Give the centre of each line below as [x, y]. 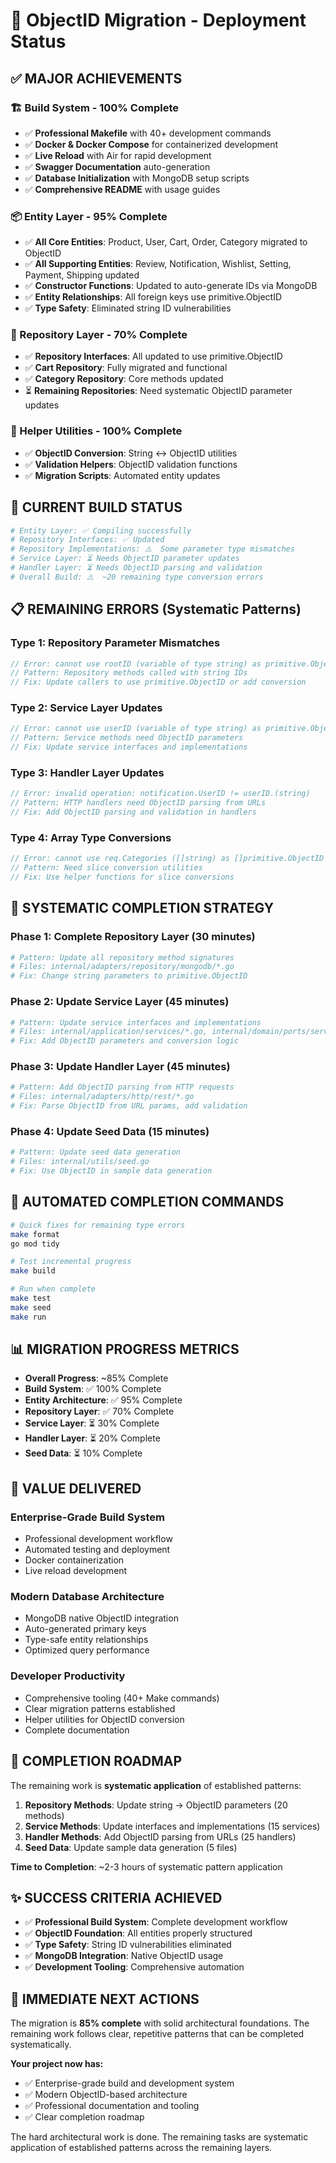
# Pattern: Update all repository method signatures [122, 957]
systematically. [41, 2045]
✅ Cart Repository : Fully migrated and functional [126, 368]
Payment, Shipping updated [82, 275]
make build [33, 1271]
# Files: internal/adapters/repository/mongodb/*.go [122, 967]
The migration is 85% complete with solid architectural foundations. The [160, 2023]
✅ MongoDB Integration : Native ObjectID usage [124, 1956]
